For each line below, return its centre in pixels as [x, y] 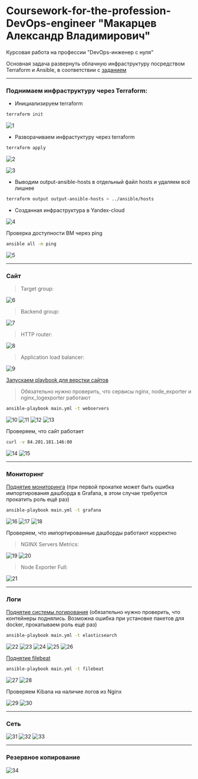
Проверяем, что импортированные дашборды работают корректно [91, 533]
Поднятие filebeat [28, 658]
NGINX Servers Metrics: [50, 544]
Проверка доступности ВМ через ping [55, 233]
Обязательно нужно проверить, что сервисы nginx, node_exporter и [106, 392]
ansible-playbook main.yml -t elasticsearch [62, 636]
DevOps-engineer [51, 23]
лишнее [24, 188]
